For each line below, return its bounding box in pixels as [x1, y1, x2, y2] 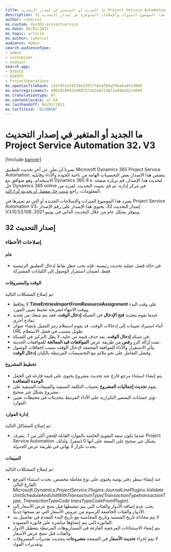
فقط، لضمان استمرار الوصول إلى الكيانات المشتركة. [12, 268, 112, 274]
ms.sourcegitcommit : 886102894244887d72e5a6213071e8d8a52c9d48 [5, 88, 142, 93]
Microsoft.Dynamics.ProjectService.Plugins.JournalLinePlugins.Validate [12, 487, 164, 493]
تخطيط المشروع [5, 361, 37, 367]
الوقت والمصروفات [5, 280, 42, 286]
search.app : [5, 64, 31, 69]
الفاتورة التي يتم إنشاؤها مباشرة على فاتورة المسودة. [12, 519, 113, 526]
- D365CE [5, 69, 24, 74]
